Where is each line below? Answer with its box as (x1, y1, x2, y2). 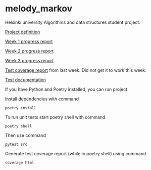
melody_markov (5, 3, 73, 14)
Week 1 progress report (5, 38, 53, 44)
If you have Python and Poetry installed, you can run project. (5, 86, 129, 92)
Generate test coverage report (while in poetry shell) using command (5, 150, 146, 156)
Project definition (5, 29, 41, 35)
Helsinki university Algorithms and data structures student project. (5, 19, 141, 25)
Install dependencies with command (5, 96, 79, 102)
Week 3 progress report (5, 57, 54, 63)
